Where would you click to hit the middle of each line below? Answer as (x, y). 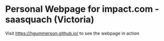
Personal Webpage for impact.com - (82, 9)
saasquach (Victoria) (50, 20)
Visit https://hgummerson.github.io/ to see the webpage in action (72, 33)
